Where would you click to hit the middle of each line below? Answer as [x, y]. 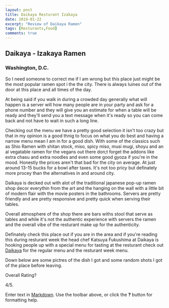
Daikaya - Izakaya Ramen [46, 54]
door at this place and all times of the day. [49, 89]
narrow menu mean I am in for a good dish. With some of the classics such [83, 141]
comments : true [21, 33]
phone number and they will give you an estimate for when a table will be [81, 110]
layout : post [19, 10]
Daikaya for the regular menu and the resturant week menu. [67, 250]
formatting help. [22, 300]
